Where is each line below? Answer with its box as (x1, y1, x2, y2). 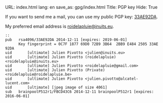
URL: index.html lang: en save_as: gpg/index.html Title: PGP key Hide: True (5, 4, 158, 10)
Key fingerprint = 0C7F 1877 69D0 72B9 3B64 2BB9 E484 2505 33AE (18, 42, 159, 47)
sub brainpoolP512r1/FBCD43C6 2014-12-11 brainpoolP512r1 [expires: (5, 89, 154, 94)
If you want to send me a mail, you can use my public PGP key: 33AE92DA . (5, 14, 158, 19)
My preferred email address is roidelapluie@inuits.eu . (5, 23, 114, 29)
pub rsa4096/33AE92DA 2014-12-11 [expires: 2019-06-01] (5, 37, 127, 42)
